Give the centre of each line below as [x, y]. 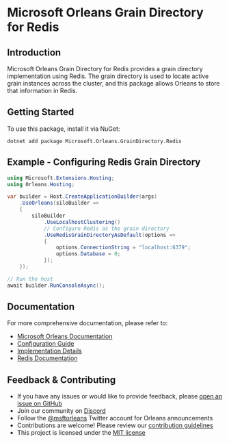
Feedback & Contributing [62, 380]
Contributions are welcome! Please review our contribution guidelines [115, 425]
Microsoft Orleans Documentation [65, 336]
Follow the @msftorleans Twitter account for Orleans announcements [115, 418]
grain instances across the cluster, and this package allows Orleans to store [113, 83]
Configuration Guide [45, 344]
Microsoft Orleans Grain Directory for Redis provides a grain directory [105, 69]
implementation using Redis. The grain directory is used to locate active [108, 76]
